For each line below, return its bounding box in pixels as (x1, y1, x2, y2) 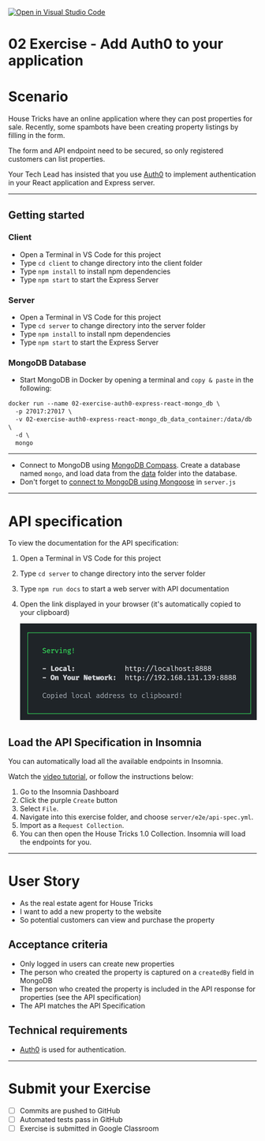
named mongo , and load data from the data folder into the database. (19, 469, 238, 479)
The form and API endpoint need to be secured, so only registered (8, 146, 224, 155)
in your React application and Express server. (8, 178, 155, 188)
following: (19, 383, 52, 393)
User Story (8, 872, 80, 890)
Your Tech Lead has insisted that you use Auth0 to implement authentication (8, 170, 256, 179)
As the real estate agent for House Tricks (19, 899, 154, 908)
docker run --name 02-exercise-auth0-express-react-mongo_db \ (8, 400, 221, 408)
